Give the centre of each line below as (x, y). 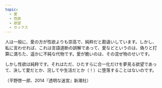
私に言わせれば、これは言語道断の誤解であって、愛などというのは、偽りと (79, 48)
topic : (12, 9)
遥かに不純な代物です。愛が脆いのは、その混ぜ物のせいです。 (91, 54)
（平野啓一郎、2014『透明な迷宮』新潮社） (48, 81)
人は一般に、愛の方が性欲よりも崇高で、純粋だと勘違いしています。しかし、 (81, 42)
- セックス (19, 28)
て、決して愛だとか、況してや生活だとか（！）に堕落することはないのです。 (81, 70)
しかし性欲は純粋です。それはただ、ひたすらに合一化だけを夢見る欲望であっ (81, 64)
